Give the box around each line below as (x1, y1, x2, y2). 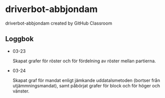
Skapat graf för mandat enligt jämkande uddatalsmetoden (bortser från (12, 77, 160, 83)
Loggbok (5, 35, 34, 43)
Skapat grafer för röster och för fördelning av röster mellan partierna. (12, 58, 156, 64)
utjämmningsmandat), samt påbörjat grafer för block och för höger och (12, 82, 160, 88)
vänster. (12, 88, 30, 94)
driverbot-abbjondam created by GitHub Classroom (5, 20, 113, 26)
